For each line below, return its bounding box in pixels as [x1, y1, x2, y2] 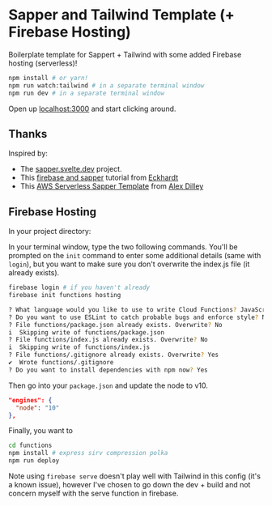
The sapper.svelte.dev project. [19, 164, 123, 174]
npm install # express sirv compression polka [8, 449, 168, 457]
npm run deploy [8, 457, 60, 465]
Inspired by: [8, 148, 49, 159]
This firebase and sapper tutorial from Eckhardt [19, 172, 179, 183]
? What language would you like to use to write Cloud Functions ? [8, 305, 237, 313]
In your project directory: [8, 227, 91, 236]
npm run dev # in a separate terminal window [8, 89, 164, 97]
